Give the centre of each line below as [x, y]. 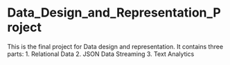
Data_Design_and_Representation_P [114, 13]
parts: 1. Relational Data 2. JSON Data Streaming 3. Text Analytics [101, 54]
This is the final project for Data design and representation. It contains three [115, 46]
